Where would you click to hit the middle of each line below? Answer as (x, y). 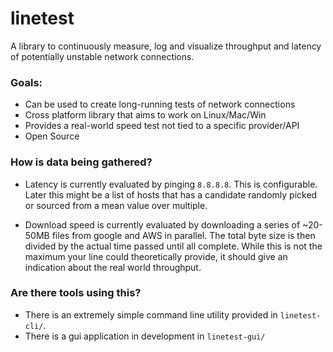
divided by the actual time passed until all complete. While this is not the (173, 246)
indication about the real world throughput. (113, 267)
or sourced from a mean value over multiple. (116, 205)
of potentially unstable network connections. (102, 56)
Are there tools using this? (76, 293)
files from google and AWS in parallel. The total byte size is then (183, 235)
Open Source (52, 136)
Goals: (26, 82)
